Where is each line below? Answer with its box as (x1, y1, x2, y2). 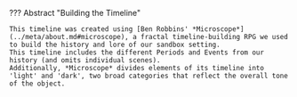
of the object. (9, 79, 66, 88)
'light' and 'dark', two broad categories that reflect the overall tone (9, 71, 289, 80)
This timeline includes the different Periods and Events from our (9, 48, 265, 57)
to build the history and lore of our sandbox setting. (9, 40, 221, 49)
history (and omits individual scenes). (9, 56, 162, 65)
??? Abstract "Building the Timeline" (9, 8, 141, 18)
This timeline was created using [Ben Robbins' (9, 25, 189, 34)
